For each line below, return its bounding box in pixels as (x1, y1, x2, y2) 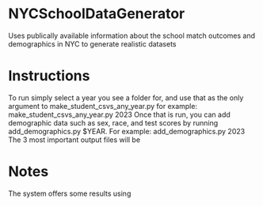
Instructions (8, 67, 90, 85)
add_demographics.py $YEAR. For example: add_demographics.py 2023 (8, 126, 246, 136)
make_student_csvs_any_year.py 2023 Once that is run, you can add (8, 110, 231, 119)
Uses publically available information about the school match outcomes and (8, 31, 256, 40)
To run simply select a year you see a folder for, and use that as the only (8, 92, 244, 103)
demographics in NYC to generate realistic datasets (8, 39, 177, 48)
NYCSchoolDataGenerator (8, 5, 185, 23)
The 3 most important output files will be (8, 135, 141, 144)
